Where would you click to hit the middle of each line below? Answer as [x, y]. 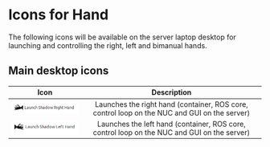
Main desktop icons [59, 71]
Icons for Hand [59, 15]
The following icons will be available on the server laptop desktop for [123, 37]
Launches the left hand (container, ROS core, [172, 124]
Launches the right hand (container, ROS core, [172, 104]
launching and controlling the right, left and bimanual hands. [108, 45]
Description [172, 92]
